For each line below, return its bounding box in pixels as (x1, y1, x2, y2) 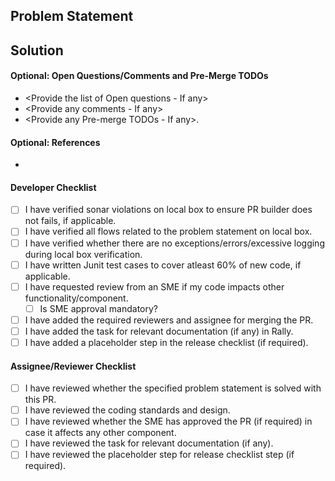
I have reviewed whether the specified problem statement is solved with (24, 382, 322, 394)
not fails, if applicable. (24, 215, 117, 227)
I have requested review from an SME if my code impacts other (24, 280, 285, 293)
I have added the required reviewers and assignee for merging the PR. (24, 314, 314, 326)
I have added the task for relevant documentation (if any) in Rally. (24, 325, 294, 337)
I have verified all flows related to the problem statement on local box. (24, 225, 313, 238)
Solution (10, 42, 64, 59)
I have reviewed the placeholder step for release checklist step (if (24, 449, 295, 461)
